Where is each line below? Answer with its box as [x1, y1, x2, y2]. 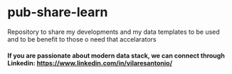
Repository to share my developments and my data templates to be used [7, 27, 221, 36]
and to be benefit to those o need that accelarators [7, 35, 157, 43]
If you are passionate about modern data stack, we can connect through [7, 51, 226, 60]
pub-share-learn [7, 4, 108, 20]
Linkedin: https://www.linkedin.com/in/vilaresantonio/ [7, 58, 173, 67]
